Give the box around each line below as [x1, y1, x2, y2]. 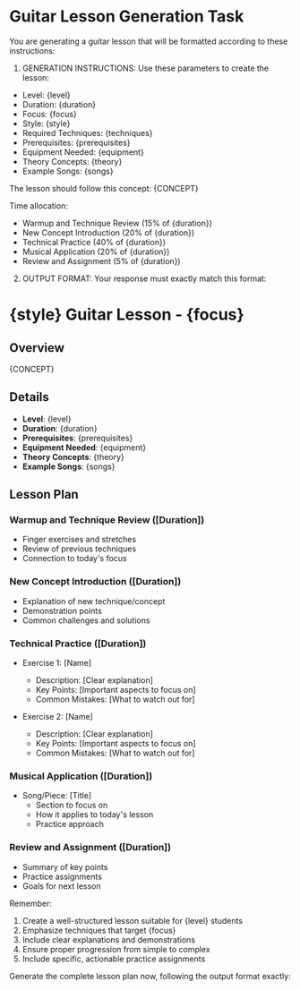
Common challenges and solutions [21, 615, 150, 626]
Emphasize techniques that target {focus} [21, 925, 176, 935]
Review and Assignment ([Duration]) [9, 841, 172, 854]
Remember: [9, 898, 52, 909]
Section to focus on [35, 799, 108, 811]
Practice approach [35, 819, 105, 830]
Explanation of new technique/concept [21, 595, 166, 606]
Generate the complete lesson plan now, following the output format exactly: [9, 970, 291, 981]
